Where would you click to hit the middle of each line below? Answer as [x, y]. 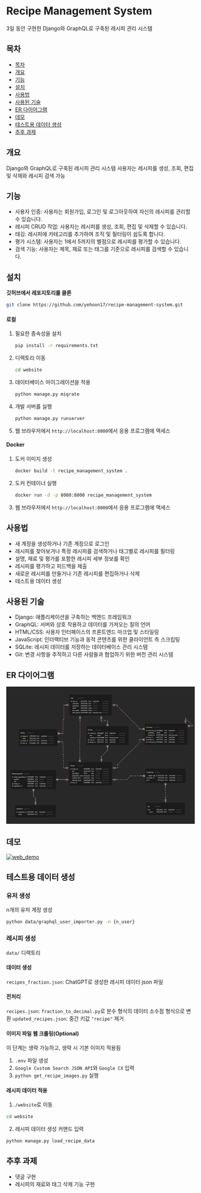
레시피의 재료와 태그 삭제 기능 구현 [55, 1184]
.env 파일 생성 [31, 1061]
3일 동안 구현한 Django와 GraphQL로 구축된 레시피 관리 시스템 [79, 28]
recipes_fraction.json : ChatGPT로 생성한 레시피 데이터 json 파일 [85, 982]
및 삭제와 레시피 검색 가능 [36, 175]
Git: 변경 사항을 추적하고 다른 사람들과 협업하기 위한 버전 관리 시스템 [94, 655]
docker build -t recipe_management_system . [71, 471]
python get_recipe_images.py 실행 [57, 1076]
